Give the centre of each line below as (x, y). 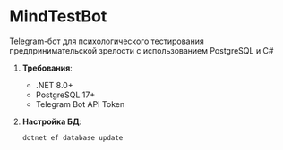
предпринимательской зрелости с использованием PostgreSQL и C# (141, 50)
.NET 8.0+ (54, 85)
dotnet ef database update (73, 137)
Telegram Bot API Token (80, 104)
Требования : (47, 68)
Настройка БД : (52, 121)
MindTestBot (58, 17)
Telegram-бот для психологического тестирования (107, 41)
